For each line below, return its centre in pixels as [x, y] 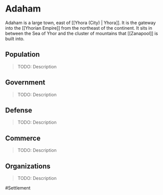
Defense [19, 110]
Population [23, 55]
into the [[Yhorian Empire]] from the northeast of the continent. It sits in [79, 28]
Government [25, 83]
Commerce [23, 138]
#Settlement [18, 188]
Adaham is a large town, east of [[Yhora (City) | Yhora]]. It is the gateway [80, 23]
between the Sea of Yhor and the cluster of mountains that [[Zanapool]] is [81, 33]
